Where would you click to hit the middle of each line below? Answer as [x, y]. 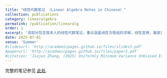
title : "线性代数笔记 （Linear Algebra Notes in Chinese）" [66, 10]
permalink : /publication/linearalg [42, 24]
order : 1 [14, 28]
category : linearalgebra [31, 19]
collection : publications [32, 14]
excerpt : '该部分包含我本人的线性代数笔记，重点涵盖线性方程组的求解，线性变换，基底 [83, 33]
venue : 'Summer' [22, 42]
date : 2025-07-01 [23, 38]
